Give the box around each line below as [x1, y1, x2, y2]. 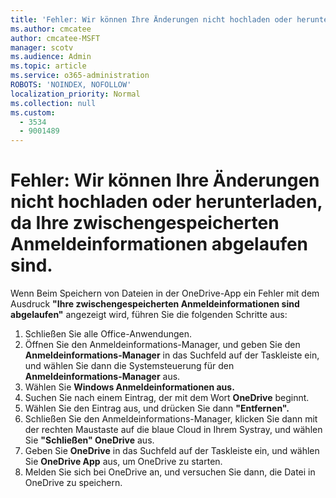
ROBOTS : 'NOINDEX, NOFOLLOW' [10, 80, 132, 90]
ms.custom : [10, 107, 56, 118]
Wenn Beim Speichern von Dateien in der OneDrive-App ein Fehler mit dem [10, 287, 320, 300]
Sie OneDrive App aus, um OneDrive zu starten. [24, 456, 223, 468]
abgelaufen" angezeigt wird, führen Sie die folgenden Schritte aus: [10, 309, 288, 321]
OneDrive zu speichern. [24, 477, 123, 489]
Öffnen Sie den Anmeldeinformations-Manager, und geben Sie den [24, 339, 301, 351]
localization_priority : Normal [10, 89, 141, 99]
